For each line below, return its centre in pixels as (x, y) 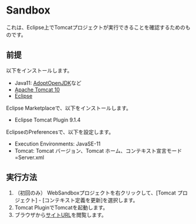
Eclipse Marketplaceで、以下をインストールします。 (69, 108)
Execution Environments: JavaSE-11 (58, 144)
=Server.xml (29, 157)
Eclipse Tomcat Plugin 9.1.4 (48, 120)
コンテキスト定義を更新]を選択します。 (91, 200)
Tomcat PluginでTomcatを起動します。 (61, 207)
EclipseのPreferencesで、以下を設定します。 (60, 132)
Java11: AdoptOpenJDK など (48, 83)
